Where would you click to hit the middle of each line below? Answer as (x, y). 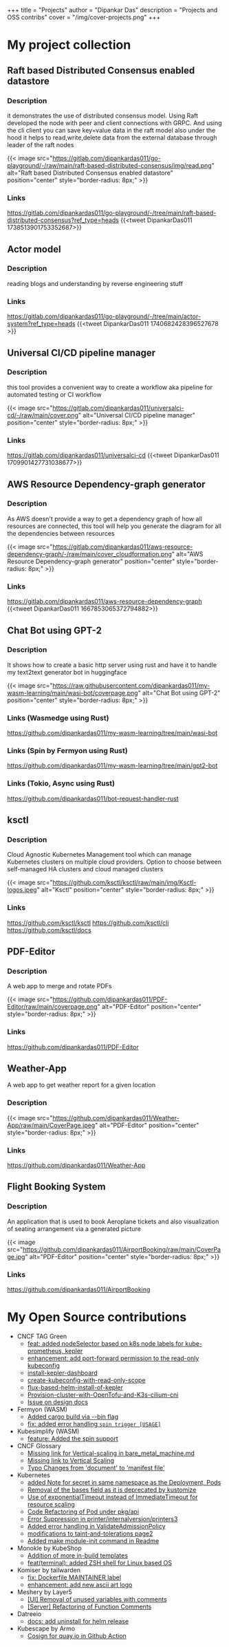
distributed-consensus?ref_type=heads (63, 220)
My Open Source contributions (97, 1317)
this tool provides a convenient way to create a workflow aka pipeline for (110, 387)
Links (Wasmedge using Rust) (58, 718)
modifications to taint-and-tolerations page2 (90, 1534)
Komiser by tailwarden (49, 1570)
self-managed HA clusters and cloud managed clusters (85, 869)
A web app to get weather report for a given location (81, 1085)
